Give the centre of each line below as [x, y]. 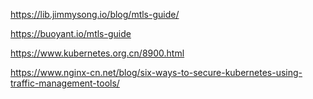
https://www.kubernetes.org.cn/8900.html [97, 53]
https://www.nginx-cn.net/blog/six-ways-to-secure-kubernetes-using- [156, 72]
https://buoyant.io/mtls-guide [71, 33]
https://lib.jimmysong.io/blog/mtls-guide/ [95, 14]
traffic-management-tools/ [65, 83]
